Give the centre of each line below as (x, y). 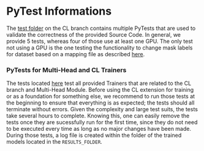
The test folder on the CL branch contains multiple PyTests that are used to (101, 28)
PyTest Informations (59, 11)
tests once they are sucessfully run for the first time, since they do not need (102, 122)
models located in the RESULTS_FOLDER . (54, 142)
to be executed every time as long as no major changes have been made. (99, 129)
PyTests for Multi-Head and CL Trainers (66, 70)
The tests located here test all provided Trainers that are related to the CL (99, 83)
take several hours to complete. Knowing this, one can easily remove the (98, 116)
